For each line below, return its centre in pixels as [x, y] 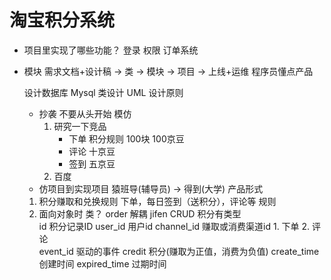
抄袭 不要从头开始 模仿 [85, 113]
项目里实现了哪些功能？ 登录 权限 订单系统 [111, 50]
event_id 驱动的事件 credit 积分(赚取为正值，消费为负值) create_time [179, 251]
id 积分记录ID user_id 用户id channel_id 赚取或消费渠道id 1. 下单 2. [174, 226]
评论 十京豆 [92, 151]
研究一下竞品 [80, 126]
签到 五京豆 [92, 163]
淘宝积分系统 [62, 20]
